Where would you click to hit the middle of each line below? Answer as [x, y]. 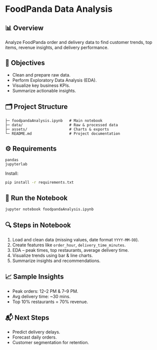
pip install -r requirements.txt [39, 183]
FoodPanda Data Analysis [59, 9]
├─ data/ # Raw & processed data [62, 125]
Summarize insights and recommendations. [56, 261]
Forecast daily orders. [34, 337]
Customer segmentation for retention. [51, 343]
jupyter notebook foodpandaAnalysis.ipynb [49, 209]
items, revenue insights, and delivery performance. [57, 47]
